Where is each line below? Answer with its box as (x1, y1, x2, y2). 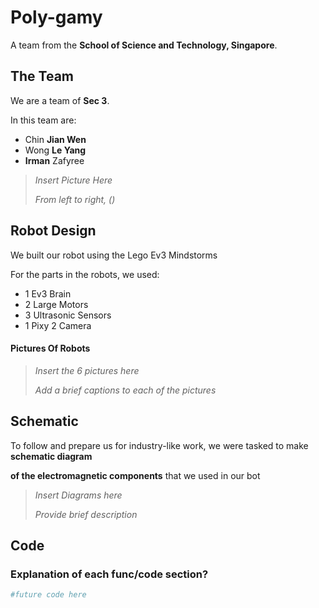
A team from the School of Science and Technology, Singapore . (10, 39, 278, 51)
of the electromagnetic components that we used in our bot (10, 469, 261, 481)
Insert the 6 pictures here (34, 364, 140, 376)
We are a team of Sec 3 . (10, 94, 110, 106)
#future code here (10, 590, 87, 600)
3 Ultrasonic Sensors (24, 309, 112, 321)
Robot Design (10, 222, 97, 240)
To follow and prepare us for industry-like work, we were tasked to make (10, 439, 309, 451)
